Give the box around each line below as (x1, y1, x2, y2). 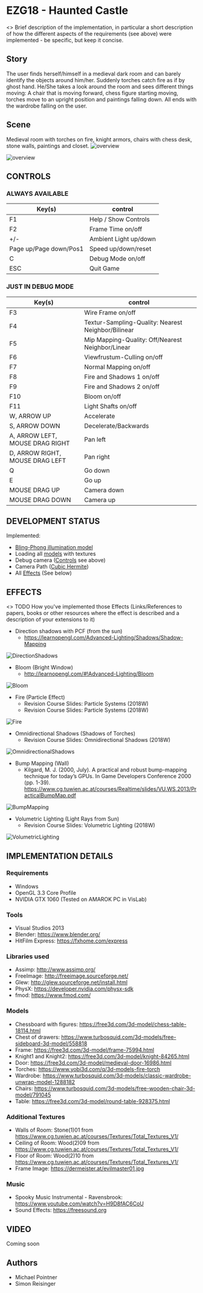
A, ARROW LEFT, (9, 431, 57, 440)
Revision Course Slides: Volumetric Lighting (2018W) (24, 822, 155, 829)
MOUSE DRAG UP (9, 486, 60, 494)
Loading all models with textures (14, 550, 96, 558)
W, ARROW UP (9, 411, 51, 420)
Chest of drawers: (14, 1033, 60, 1040)
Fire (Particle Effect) (14, 694, 65, 701)
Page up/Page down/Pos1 (9, 245, 84, 253)
